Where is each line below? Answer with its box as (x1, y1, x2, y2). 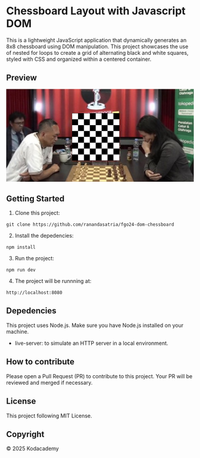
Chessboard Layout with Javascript (6, 4, 186, 18)
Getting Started (6, 194, 65, 204)
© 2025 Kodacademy (6, 445, 60, 452)
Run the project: (14, 255, 55, 262)
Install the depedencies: (14, 232, 74, 239)
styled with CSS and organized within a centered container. (6, 55, 152, 63)
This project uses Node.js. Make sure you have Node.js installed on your (6, 322, 183, 329)
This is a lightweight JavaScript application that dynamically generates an (6, 36, 187, 43)
